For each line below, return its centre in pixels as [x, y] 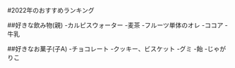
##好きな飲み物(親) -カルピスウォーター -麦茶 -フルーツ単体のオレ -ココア [115, 25]
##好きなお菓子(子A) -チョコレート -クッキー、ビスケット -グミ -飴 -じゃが [117, 49]
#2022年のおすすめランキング [51, 10]
